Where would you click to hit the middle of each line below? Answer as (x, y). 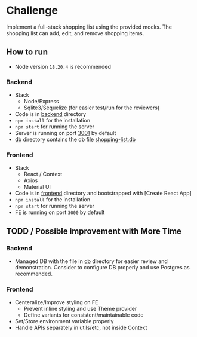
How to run (27, 52)
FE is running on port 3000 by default (60, 212)
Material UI (37, 187)
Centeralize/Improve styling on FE (56, 302)
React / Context (43, 174)
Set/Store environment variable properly (64, 321)
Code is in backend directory (50, 114)
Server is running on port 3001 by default (65, 133)
